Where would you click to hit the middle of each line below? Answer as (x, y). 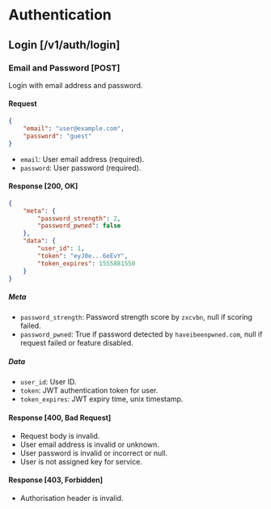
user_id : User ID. (48, 382)
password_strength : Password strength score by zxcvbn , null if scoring (136, 317)
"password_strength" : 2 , (79, 218)
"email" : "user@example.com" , (74, 128)
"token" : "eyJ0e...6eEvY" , (83, 256)
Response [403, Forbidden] (56, 480)
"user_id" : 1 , (61, 248)
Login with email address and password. (76, 85)
